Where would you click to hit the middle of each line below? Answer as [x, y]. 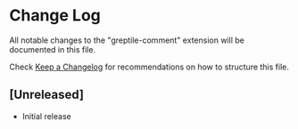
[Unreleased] [47, 95]
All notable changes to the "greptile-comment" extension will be [127, 40]
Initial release [46, 116]
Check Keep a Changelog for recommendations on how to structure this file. [149, 67]
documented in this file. [53, 49]
